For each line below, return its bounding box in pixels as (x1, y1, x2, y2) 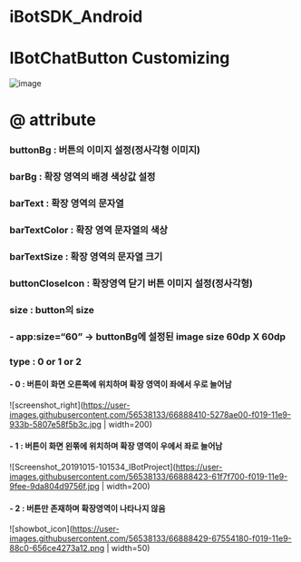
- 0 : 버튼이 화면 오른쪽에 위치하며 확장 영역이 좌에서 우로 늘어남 (9, 379, 233, 389)
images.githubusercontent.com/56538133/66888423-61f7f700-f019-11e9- (9, 471, 288, 482)
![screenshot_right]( (9, 399, 84, 410)
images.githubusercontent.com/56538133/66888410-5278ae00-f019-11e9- (9, 409, 292, 419)
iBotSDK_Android (9, 6, 143, 27)
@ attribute (9, 110, 97, 131)
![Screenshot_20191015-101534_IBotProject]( (9, 461, 177, 473)
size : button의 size (9, 303, 95, 316)
